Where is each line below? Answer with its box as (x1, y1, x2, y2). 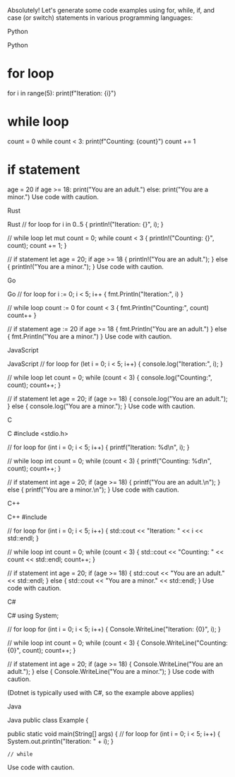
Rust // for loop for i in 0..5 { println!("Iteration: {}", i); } (7, 220, 164, 228)
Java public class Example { (7, 716, 89, 724)
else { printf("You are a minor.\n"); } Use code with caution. (7, 485, 179, 494)
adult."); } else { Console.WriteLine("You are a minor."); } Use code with (7, 667, 215, 675)
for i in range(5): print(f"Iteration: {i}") (7, 88, 116, 97)
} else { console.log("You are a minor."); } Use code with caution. (7, 402, 195, 410)
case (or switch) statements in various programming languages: (7, 13, 193, 22)
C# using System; (7, 611, 59, 619)
